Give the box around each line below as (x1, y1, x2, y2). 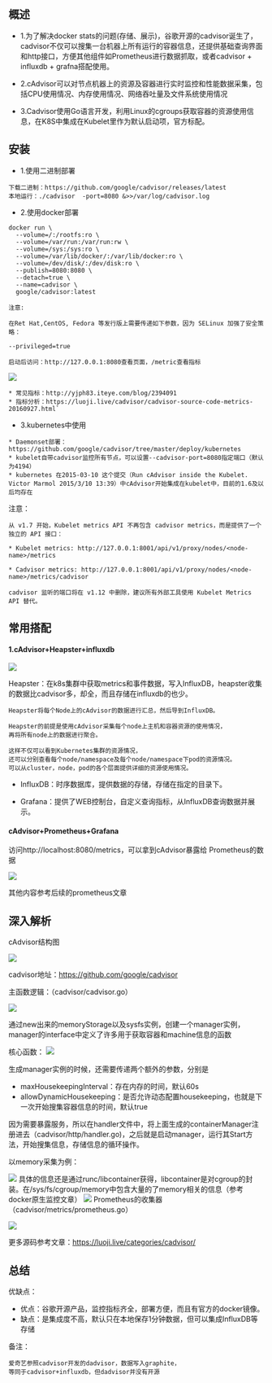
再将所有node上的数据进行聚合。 (8, 731, 102, 739)
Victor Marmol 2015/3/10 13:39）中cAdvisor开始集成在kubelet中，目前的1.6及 (8, 479, 258, 488)
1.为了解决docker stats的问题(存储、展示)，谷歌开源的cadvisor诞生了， (19, 31, 258, 41)
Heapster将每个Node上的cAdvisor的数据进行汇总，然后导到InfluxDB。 (8, 707, 219, 715)
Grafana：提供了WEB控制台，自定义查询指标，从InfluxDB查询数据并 (19, 797, 248, 807)
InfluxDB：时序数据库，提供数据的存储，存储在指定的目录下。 (19, 780, 227, 790)
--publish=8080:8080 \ (15, 266, 93, 274)
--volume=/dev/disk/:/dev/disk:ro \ (15, 259, 140, 267)
